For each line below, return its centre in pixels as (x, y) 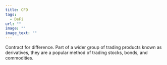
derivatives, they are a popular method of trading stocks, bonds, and (76, 52)
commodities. (19, 58)
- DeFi (17, 19)
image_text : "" (21, 33)
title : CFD (17, 10)
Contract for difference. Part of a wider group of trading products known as (83, 47)
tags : (11, 14)
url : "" (13, 24)
